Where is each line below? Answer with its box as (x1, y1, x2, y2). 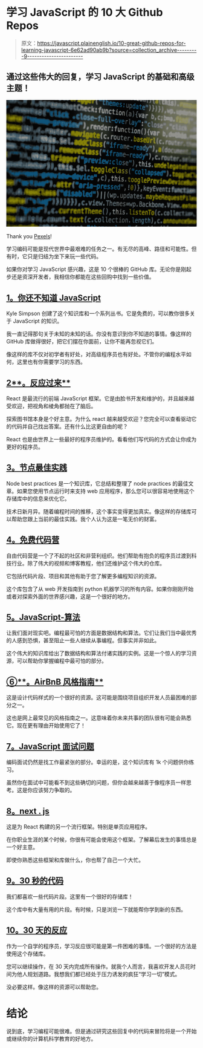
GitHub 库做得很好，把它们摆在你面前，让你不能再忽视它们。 (6, 338, 158, 345)
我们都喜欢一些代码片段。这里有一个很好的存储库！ (6, 893, 134, 900)
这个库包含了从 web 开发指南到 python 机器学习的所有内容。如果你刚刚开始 (6, 585, 194, 593)
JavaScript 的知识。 (13, 317, 63, 325)
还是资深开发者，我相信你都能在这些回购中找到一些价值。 (11, 273, 155, 281)
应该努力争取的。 (32, 787, 76, 794)
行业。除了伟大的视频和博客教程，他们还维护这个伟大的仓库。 (11, 559, 165, 567)
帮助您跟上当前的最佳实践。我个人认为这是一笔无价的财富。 (11, 515, 160, 522)
